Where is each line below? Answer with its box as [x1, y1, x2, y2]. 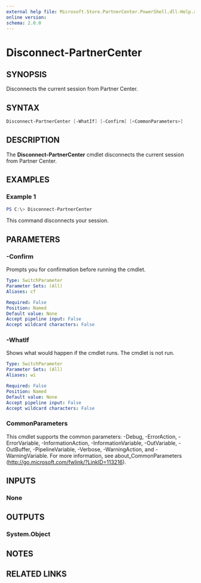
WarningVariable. [6, 452, 49, 459]
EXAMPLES [6, 175, 50, 185]
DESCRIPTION [6, 135, 60, 145]
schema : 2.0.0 [6, 20, 42, 26]
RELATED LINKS [6, 569, 67, 579]
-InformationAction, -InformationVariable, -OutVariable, [41, 439, 178, 447]
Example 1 [6, 193, 36, 201]
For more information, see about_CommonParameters [50, 452, 182, 459]
